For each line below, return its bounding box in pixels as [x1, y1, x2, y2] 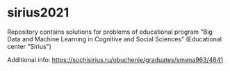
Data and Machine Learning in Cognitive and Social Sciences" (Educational [7, 34, 222, 43]
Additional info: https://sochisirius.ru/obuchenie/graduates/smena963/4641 [7, 55, 224, 63]
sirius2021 [7, 5, 69, 21]
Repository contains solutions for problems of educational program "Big [7, 28, 213, 36]
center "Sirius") [7, 42, 52, 50]
